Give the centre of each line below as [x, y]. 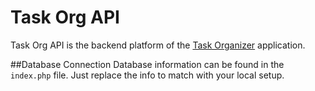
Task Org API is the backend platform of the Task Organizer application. [158, 45]
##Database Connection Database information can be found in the [147, 64]
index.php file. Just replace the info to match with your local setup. [147, 75]
